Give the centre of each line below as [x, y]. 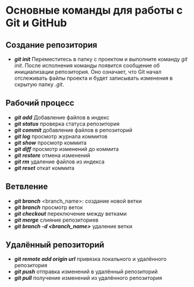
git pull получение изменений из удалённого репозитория [88, 278]
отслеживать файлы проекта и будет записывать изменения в [93, 78]
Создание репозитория [51, 45]
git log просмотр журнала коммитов [61, 136]
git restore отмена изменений [52, 155]
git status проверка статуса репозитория [67, 124]
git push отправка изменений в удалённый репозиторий [86, 272]
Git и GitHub [36, 23]
